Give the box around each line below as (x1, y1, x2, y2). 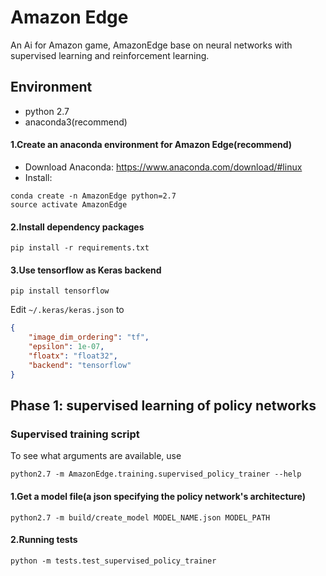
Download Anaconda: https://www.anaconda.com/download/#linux (24, 161, 303, 173)
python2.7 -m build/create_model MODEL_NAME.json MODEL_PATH (10, 512, 271, 523)
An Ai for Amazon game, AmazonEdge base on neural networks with (10, 39, 293, 51)
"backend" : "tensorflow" (28, 360, 132, 370)
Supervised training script (10, 427, 140, 441)
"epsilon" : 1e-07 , (28, 342, 105, 352)
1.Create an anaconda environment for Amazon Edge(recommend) (10, 139, 293, 151)
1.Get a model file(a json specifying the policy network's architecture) (10, 490, 307, 502)
